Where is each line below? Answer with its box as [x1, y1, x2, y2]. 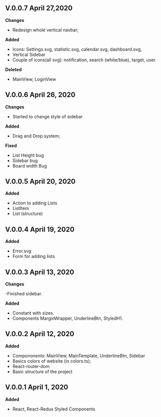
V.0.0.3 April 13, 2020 [5, 268, 74, 276]
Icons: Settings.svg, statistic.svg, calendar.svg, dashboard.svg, [12, 46, 142, 52]
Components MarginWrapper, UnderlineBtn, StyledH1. [12, 315, 123, 321]
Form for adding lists [12, 253, 55, 259]
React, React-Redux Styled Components [12, 406, 96, 412]
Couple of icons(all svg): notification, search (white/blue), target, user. [12, 57, 157, 63]
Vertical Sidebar [12, 51, 46, 57]
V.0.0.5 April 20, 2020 [5, 177, 76, 186]
